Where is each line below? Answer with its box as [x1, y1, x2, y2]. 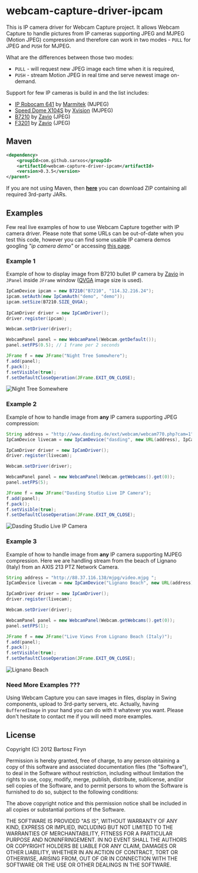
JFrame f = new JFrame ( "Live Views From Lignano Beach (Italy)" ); [6, 633, 173, 640]
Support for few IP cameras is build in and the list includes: [6, 89, 149, 96]
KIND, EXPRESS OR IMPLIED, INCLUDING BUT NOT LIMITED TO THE [6, 824, 173, 831]
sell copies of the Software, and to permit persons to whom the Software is [6, 782, 189, 789]
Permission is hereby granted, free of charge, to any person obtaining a [6, 757, 180, 764]
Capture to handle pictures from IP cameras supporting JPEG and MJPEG [6, 29, 184, 37]
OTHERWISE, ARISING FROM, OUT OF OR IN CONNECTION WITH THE [6, 855, 178, 862]
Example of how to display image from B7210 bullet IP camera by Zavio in [6, 270, 184, 277]
